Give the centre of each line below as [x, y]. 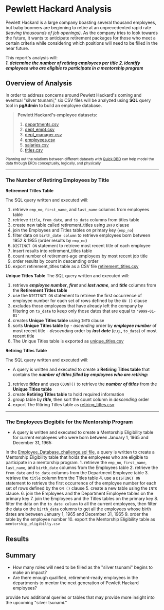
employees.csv [40, 140]
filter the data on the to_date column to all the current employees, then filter [81, 504]
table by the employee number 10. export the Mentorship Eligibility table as [80, 520]
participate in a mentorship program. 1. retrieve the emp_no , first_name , [76, 463]
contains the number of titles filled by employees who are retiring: [80, 375]
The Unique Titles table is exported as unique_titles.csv [68, 341]
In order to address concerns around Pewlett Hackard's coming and [73, 95]
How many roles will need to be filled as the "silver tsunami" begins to [82, 567]
